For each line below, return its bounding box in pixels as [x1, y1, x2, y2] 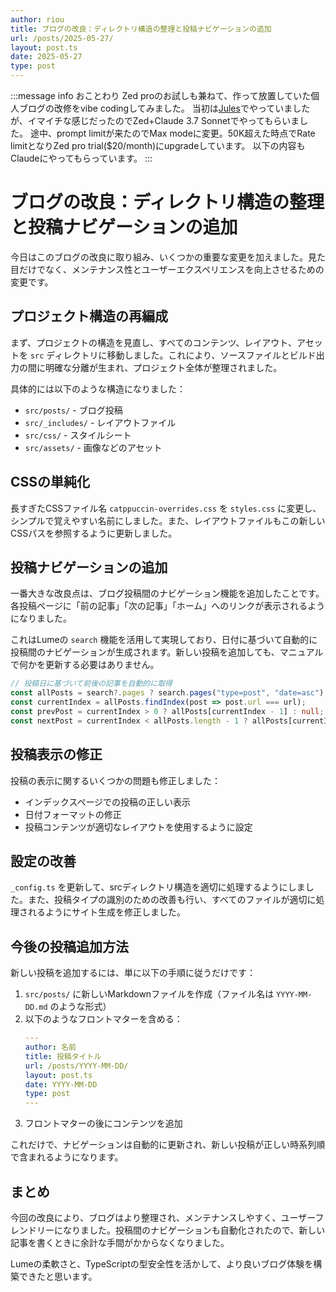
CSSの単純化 [10, 474, 91, 491]
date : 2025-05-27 [10, 52, 83, 62]
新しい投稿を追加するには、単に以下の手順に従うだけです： [10, 967, 256, 979]
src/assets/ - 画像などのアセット [24, 441, 163, 453]
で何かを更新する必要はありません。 [10, 659, 160, 671]
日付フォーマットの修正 [24, 808, 122, 820]
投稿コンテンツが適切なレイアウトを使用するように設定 [24, 821, 253, 833]
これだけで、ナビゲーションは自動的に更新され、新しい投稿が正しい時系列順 [10, 1139, 326, 1151]
